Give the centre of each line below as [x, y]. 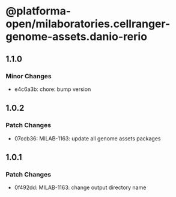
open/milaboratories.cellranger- [88, 24]
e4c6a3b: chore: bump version [53, 89]
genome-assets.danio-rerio [77, 37]
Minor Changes [29, 76]
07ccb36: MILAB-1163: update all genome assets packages [87, 138]
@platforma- [38, 11]
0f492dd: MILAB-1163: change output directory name [80, 187]
